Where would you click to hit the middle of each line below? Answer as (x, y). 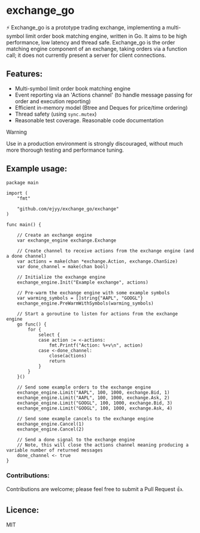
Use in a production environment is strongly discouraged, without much (95, 143)
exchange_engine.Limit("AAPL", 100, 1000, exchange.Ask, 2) (93, 398)
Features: (25, 74)
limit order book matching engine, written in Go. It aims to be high (106, 36)
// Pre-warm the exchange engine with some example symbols (93, 293)
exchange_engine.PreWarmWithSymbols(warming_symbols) (85, 303)
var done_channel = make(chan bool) (63, 266)
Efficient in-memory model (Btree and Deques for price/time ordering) (101, 107)
